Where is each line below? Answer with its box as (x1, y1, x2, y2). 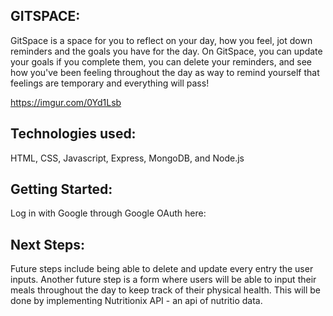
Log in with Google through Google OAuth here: (10, 207, 207, 219)
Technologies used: (10, 125, 137, 143)
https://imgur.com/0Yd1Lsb (10, 96, 122, 108)
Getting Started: (10, 181, 113, 198)
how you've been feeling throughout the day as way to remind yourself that (10, 66, 320, 78)
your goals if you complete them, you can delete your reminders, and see (10, 55, 313, 68)
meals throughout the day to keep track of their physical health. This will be (10, 284, 322, 296)
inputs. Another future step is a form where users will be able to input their (10, 274, 317, 286)
